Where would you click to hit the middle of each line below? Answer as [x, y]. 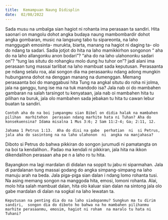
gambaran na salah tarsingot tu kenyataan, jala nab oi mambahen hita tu [79, 93]
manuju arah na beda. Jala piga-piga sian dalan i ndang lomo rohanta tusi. [81, 175]
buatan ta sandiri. [23, 103]
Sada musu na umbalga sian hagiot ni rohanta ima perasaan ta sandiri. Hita [82, 29]
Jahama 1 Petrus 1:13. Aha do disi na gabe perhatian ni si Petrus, [83, 130]
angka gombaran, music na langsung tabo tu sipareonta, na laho [72, 39]
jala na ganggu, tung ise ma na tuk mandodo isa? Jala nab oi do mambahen [83, 87]
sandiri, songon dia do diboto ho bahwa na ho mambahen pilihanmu [77, 205]
